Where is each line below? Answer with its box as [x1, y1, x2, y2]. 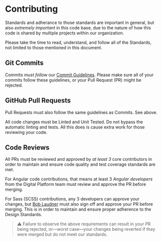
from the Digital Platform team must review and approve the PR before [5, 181, 146, 187]
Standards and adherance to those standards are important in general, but [5, 20, 155, 25]
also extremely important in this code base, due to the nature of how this [5, 24, 151, 30]
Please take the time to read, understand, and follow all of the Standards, [5, 39, 152, 45]
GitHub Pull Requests [5, 96, 71, 105]
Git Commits [5, 59, 44, 67]
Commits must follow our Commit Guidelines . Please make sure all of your [5, 72, 154, 78]
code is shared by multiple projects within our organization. [5, 30, 124, 36]
